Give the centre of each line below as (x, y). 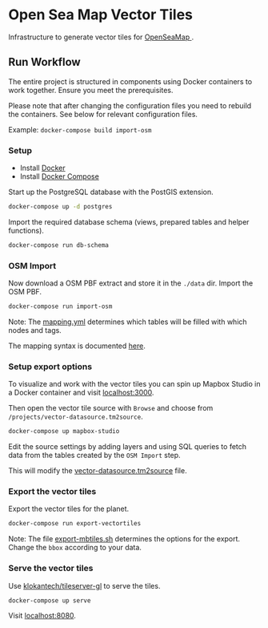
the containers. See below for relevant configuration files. (103, 114)
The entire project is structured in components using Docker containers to (130, 81)
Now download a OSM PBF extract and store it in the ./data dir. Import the (131, 283)
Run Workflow (45, 62)
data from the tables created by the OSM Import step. (95, 456)
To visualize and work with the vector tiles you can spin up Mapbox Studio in (134, 384)
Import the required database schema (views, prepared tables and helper (129, 221)
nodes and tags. (35, 330)
